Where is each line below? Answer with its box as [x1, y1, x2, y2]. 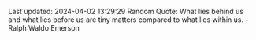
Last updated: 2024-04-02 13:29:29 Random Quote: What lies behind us [8, 7, 244, 16]
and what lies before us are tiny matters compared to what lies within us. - [8, 15, 249, 24]
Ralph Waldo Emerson [8, 24, 80, 32]
